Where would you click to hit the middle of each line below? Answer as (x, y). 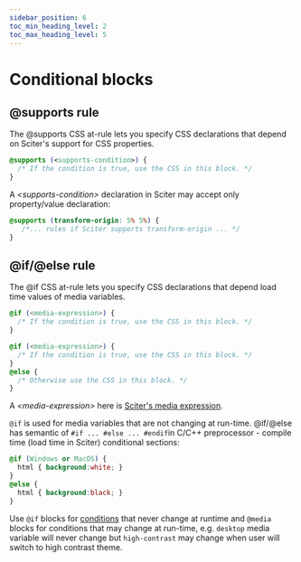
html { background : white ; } (71, 468)
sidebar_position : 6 (48, 18)
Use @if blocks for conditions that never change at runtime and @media (141, 518)
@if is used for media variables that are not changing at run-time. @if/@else (150, 423)
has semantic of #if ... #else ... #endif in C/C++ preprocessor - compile (150, 433)
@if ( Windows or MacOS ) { (58, 459)
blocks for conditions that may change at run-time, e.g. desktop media (140, 528)
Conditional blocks (81, 79)
